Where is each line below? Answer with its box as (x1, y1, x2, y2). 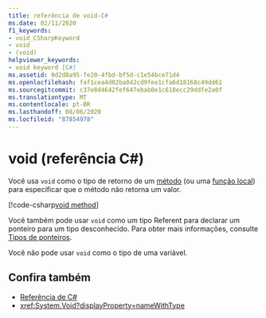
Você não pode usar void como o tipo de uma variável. (8, 248, 188, 257)
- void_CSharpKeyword (8, 33, 80, 42)
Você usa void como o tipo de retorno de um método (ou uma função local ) (8, 176, 256, 186)
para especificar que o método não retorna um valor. (8, 184, 182, 194)
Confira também (8, 271, 92, 285)
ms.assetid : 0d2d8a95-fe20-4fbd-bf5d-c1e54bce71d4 (8, 71, 180, 79)
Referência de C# (19, 292, 78, 301)
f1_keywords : (8, 26, 52, 34)
